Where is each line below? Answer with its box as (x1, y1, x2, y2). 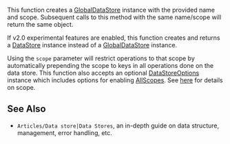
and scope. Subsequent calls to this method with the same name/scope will (7, 13, 222, 21)
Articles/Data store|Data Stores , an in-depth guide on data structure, (17, 121, 219, 130)
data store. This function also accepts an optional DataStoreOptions (7, 69, 200, 77)
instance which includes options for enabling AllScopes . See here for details (7, 76, 223, 84)
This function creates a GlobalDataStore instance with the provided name (7, 6, 216, 14)
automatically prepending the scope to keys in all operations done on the (7, 62, 214, 69)
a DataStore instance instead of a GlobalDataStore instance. (7, 41, 178, 49)
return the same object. (7, 21, 74, 28)
